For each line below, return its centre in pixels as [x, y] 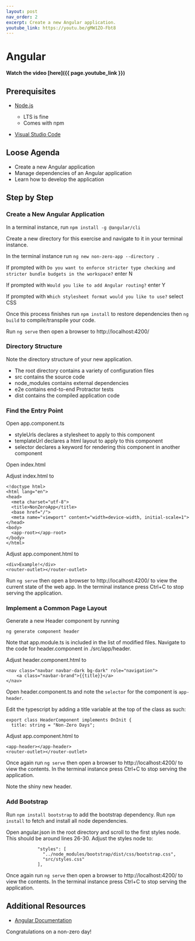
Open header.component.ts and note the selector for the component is [92, 692]
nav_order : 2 [22, 17]
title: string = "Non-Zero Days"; [53, 725]
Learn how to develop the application [59, 179]
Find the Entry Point [35, 410]
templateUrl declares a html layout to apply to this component [89, 441]
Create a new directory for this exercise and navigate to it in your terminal [94, 238]
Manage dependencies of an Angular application [73, 173]
